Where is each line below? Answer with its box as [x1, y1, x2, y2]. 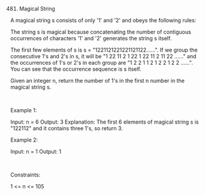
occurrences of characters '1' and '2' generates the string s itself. [10, 35, 172, 41]
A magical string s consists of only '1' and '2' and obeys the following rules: [10, 17, 197, 23]
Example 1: [10, 107, 37, 113]
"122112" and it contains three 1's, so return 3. [10, 125, 123, 131]
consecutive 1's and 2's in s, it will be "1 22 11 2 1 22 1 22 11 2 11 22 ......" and [10, 53, 197, 59]
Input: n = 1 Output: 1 [10, 148, 62, 155]
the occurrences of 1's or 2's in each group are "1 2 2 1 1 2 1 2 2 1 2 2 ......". [10, 59, 193, 66]
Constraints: [10, 171, 41, 178]
